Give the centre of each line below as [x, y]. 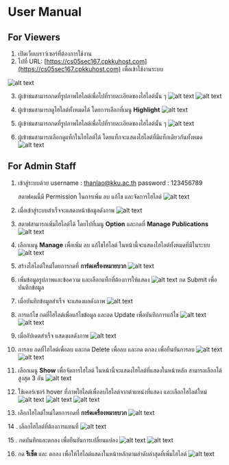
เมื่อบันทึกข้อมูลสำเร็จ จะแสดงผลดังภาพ [61, 301]
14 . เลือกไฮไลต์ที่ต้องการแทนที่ [43, 426]
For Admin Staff [42, 166]
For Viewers [34, 37]
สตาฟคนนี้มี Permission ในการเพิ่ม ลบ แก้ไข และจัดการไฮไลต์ [89, 197]
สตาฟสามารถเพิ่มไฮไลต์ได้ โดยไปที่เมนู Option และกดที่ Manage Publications [113, 224]
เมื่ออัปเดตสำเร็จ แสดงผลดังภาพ [53, 336]
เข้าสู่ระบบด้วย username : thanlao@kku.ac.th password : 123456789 [110, 183]
